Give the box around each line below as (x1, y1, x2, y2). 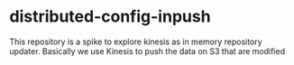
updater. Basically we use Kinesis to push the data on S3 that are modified (9, 45, 286, 56)
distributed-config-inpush (9, 6, 211, 27)
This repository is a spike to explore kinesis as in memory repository (9, 36, 263, 47)
